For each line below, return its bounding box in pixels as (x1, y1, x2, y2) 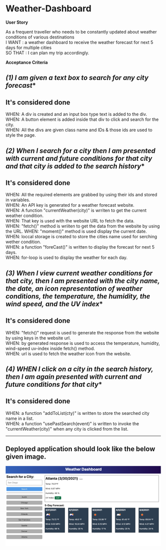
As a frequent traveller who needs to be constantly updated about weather (5, 29, 157, 35)
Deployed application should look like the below (5, 445, 156, 453)
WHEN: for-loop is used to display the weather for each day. (5, 255, 128, 260)
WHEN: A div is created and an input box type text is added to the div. (5, 111, 147, 117)
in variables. (5, 197, 31, 203)
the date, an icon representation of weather (5, 284, 143, 293)
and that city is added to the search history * (5, 162, 145, 170)
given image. (5, 452, 46, 461)
